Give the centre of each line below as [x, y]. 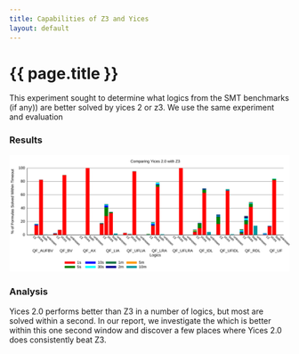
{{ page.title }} [64, 74]
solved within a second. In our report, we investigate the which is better [140, 320]
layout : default [39, 28]
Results [26, 140]
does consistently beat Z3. [58, 340]
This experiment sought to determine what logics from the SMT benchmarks [149, 98]
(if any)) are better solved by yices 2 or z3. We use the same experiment [141, 108]
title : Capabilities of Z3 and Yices [79, 19]
